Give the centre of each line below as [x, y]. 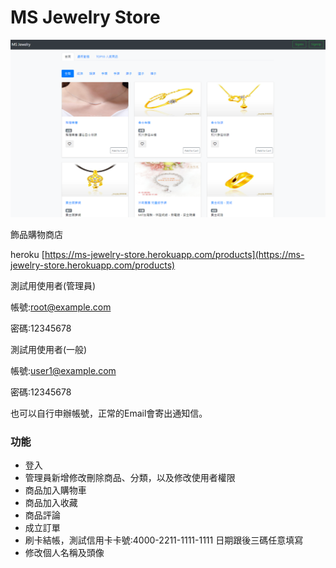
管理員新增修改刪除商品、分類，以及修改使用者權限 [130, 478]
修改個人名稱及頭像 [64, 553]
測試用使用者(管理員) [53, 285]
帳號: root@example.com [61, 307]
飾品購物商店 [36, 234]
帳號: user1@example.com [63, 370]
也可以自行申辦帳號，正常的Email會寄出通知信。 [109, 413]
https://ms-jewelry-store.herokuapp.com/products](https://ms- [174, 254]
